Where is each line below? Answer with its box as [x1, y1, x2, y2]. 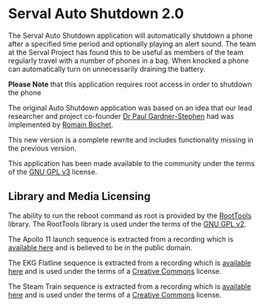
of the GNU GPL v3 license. [8, 167, 98, 176]
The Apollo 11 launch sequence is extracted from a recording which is [8, 234, 234, 244]
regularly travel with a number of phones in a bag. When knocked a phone [8, 56, 250, 65]
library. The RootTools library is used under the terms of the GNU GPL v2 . [8, 219, 247, 228]
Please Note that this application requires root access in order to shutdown [8, 80, 252, 89]
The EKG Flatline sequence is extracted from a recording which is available [8, 257, 251, 268]
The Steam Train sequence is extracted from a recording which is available [8, 281, 251, 291]
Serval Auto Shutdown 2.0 [8, 5, 184, 23]
